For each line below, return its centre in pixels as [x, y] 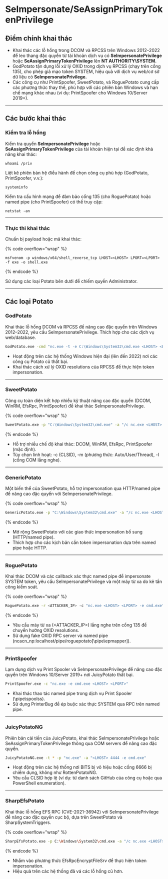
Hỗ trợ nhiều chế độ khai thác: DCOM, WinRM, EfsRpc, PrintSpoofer [82, 444]
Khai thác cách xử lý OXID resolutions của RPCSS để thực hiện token [83, 366]
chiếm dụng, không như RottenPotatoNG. [55, 772]
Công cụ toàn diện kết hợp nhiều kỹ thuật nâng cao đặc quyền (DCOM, [78, 400]
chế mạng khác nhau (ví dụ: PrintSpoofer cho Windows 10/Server [80, 93]
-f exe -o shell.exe [27, 262]
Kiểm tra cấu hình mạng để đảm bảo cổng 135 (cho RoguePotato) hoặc [78, 196]
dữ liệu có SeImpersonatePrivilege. [49, 77]
